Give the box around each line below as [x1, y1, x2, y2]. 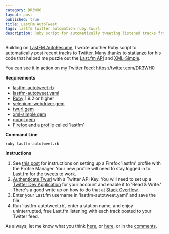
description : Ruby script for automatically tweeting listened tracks [5, 31, 156, 36]
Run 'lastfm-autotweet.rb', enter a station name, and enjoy [12, 203, 133, 209]
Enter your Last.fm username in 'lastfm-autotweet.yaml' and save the [12, 192, 156, 198]
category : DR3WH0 [5, 7, 42, 13]
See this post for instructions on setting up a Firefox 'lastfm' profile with [12, 160, 161, 166]
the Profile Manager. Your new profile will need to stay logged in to [12, 166, 151, 171]
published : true [5, 17, 39, 22]
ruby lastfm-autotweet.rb [5, 141, 59, 146]
